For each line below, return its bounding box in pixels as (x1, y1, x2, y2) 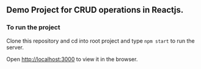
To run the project (6, 23, 60, 32)
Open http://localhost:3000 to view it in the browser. (6, 55, 138, 63)
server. (6, 43, 24, 51)
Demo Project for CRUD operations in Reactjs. (6, 5, 184, 15)
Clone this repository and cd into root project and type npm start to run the (6, 37, 196, 45)
